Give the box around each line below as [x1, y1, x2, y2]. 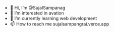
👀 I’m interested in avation [10, 10, 64, 16]
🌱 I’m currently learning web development [10, 15, 97, 21]
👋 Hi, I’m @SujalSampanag [10, 5, 66, 10]
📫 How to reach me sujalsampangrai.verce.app [10, 21, 109, 27]
